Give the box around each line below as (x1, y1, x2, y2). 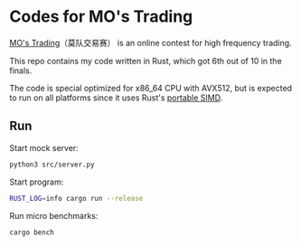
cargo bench (9, 228, 54, 237)
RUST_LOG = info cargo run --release (9, 194, 144, 203)
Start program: (9, 176, 64, 187)
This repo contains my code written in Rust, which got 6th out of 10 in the (9, 55, 282, 66)
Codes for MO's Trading (9, 6, 193, 27)
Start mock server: (9, 142, 79, 153)
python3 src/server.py (9, 160, 95, 169)
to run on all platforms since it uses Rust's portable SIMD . (9, 92, 223, 103)
